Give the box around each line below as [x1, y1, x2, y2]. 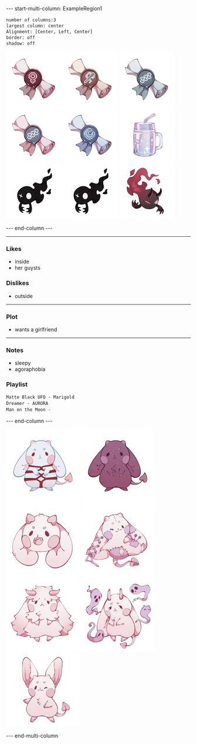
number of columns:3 [6, 17, 57, 23]
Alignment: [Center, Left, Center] [6, 29, 93, 35]
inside [14, 258, 29, 265]
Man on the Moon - [6, 407, 51, 413]
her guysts [14, 264, 41, 272]
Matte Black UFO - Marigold [6, 394, 75, 400]
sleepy [14, 360, 31, 367]
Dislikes [6, 279, 29, 287]
